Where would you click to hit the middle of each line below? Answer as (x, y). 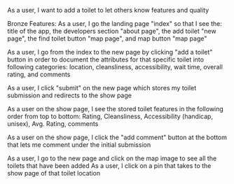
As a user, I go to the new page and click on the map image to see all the (112, 158)
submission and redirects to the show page (69, 95)
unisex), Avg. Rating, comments (53, 124)
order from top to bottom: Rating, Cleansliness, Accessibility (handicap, (110, 116)
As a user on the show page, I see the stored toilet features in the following (116, 109)
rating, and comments (39, 74)
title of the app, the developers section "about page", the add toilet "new (112, 31)
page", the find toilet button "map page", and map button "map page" (107, 38)
